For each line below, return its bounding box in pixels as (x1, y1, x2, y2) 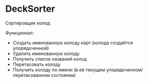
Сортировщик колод (5, 20, 50, 26)
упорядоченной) (12, 45, 49, 51)
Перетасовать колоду (12, 61, 61, 67)
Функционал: (5, 30, 34, 36)
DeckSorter (5, 3, 55, 15)
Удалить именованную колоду (12, 50, 80, 57)
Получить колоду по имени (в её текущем (12, 67, 105, 73)
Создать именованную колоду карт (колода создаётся (12, 39, 133, 46)
